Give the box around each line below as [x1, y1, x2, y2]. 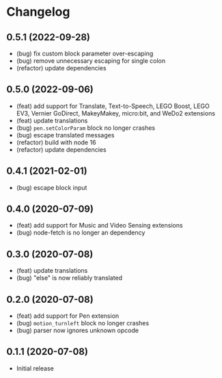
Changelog [6, 4, 70, 20]
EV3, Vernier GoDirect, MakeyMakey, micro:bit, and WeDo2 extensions [16, 109, 216, 117]
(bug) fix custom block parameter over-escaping [16, 49, 154, 57]
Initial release [16, 364, 54, 373]
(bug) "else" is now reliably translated [16, 274, 123, 282]
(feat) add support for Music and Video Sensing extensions [16, 221, 183, 230]
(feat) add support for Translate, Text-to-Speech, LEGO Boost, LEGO [16, 102, 210, 110]
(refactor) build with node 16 [16, 138, 96, 146]
